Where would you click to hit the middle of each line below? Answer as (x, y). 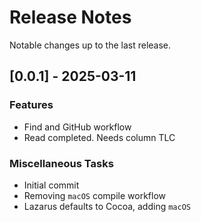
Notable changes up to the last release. (90, 45)
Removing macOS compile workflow (94, 195)
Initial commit (51, 185)
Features (31, 105)
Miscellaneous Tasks (61, 163)
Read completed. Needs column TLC (99, 137)
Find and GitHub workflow (77, 127)
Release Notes (70, 17)
